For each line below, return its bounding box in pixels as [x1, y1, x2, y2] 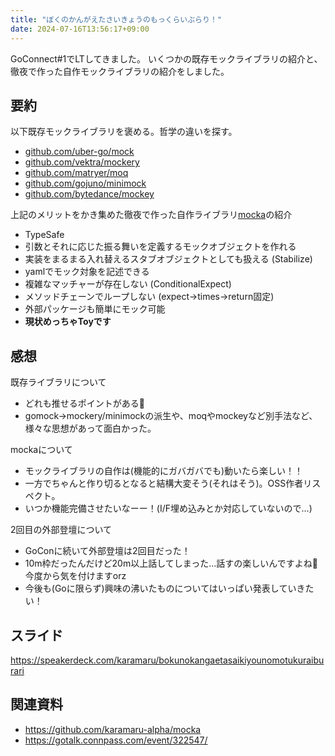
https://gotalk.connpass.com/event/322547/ [24, 734, 208, 746]
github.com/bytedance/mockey [24, 188, 155, 200]
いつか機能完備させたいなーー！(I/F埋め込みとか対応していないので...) [24, 502, 313, 515]
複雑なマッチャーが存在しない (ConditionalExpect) [24, 278, 232, 290]
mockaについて [10, 444, 73, 456]
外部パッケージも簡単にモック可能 [24, 303, 166, 315]
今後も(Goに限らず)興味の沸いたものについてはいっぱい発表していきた [24, 582, 315, 595]
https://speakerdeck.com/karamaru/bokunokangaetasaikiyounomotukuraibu [10, 654, 325, 666]
